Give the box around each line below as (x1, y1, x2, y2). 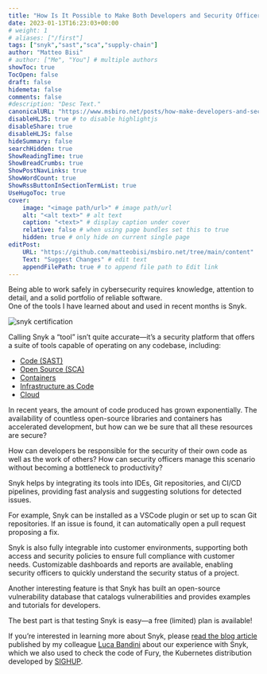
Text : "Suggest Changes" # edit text (22, 255, 148, 263)
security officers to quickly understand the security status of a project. (8, 568, 240, 578)
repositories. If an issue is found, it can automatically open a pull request (8, 519, 246, 529)
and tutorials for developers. (8, 601, 101, 610)
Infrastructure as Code (19, 382, 95, 391)
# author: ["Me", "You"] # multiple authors (8, 56, 158, 64)
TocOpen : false (8, 71, 59, 79)
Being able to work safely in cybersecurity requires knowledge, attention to (8, 285, 254, 294)
